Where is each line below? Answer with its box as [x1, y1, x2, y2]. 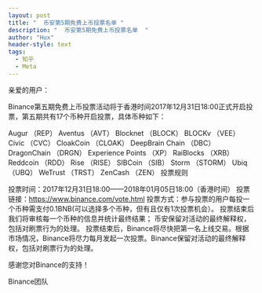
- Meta [15, 63, 37, 71]
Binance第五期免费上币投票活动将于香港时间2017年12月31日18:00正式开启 [8, 101, 246, 111]
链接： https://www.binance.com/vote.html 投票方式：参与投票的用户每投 [8, 194, 243, 203]
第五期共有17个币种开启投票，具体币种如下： [21, 112, 166, 121]
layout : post [8, 11, 51, 20]
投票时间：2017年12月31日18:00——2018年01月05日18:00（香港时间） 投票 [8, 184, 250, 193]
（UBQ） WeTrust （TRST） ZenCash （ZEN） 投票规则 [8, 167, 188, 177]
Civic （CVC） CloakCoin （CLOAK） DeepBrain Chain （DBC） [8, 138, 216, 148]
